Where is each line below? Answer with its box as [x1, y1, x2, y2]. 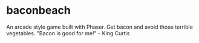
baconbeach [6, 4, 71, 17]
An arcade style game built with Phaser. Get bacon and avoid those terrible [6, 23, 194, 30]
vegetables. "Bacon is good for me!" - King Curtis [6, 29, 130, 36]
